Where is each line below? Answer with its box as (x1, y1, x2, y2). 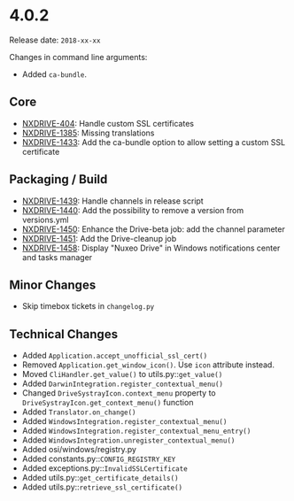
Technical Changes (9, 327, 118, 342)
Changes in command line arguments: (9, 51, 148, 62)
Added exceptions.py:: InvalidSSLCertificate (21, 463, 188, 474)
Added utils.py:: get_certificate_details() (21, 473, 179, 483)
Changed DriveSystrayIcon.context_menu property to (21, 388, 216, 398)
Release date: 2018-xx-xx (9, 35, 101, 45)
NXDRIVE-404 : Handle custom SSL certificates (21, 118, 195, 128)
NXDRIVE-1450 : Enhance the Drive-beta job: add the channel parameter (21, 223, 285, 235)
